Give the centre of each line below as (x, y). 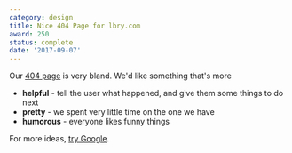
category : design (41, 17)
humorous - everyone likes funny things (96, 122)
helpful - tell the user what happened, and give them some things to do (153, 93)
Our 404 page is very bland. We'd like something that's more (121, 76)
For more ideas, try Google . (59, 139)
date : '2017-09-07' (45, 51)
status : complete (41, 42)
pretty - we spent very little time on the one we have (118, 112)
